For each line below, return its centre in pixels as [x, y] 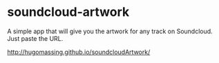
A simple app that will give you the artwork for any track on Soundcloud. [110, 31]
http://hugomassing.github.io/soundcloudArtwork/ [79, 52]
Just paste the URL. [35, 38]
